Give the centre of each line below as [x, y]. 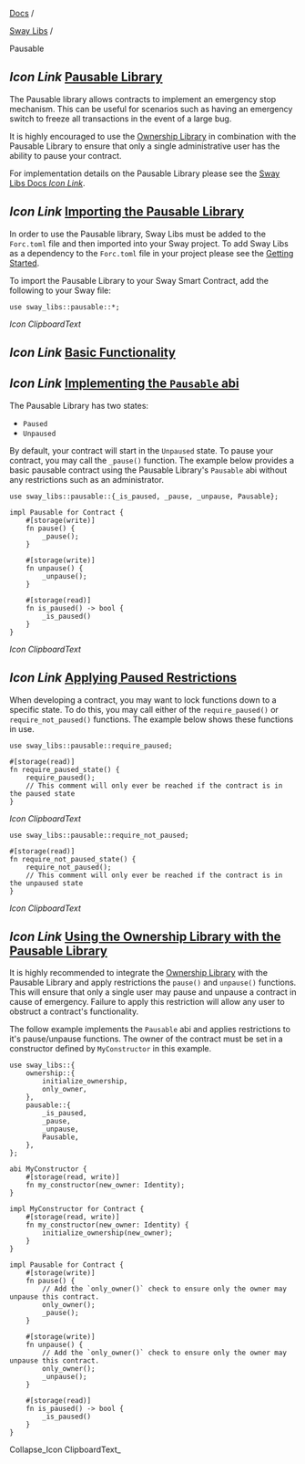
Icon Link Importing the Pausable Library [127, 212]
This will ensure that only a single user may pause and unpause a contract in [153, 992]
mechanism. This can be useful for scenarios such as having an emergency [151, 109]
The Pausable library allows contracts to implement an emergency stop [143, 99]
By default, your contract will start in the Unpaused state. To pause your [142, 450]
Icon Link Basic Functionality [92, 353]
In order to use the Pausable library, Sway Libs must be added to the [138, 234]
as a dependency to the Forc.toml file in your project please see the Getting [152, 253]
